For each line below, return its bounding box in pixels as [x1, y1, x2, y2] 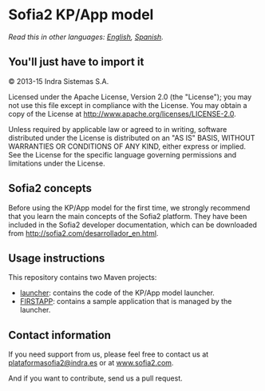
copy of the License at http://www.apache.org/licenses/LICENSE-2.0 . [8, 109, 237, 118]
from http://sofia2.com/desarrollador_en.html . [8, 228, 159, 237]
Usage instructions [8, 251, 105, 265]
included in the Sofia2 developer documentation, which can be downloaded [8, 220, 258, 229]
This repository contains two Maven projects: [8, 273, 157, 282]
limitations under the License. [8, 158, 105, 168]
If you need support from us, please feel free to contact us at [8, 349, 209, 359]
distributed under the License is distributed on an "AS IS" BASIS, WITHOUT [8, 133, 255, 142]
